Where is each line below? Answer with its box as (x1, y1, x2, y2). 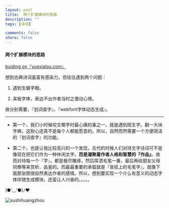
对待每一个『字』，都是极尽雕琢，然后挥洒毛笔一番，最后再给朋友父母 (17, 158, 160, 164)
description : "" (5, 17, 39, 22)
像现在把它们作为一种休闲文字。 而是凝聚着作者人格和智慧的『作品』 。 (12, 152, 156, 158)
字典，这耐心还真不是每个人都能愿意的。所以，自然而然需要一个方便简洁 (12, 128, 162, 134)
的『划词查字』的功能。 (12, 134, 61, 141)
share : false (5, 35, 33, 40)
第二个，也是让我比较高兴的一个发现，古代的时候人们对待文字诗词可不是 (12, 145, 162, 151)
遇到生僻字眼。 (12, 85, 44, 91)
